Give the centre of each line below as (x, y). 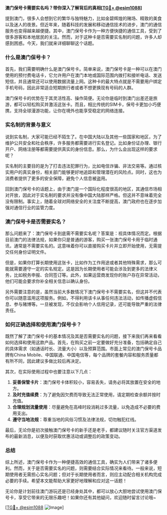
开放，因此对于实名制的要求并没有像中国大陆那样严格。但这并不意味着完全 (85, 195)
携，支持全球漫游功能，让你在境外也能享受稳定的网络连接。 (66, 111)
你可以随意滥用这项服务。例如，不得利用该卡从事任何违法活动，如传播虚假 (81, 298)
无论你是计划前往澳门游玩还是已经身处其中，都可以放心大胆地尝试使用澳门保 (83, 491)
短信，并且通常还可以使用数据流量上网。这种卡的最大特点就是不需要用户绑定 (83, 82)
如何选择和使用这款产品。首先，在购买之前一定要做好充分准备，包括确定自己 (83, 343)
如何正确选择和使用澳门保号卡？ (43, 324)
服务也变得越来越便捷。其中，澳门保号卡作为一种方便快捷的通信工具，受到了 (83, 31)
